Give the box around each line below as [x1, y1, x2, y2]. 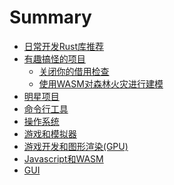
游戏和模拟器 [23, 127, 77, 140]
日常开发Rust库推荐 [23, 40, 105, 52]
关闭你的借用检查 [38, 65, 110, 77]
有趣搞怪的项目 [23, 52, 86, 65]
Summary [9, 6, 92, 29]
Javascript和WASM [23, 152, 104, 165]
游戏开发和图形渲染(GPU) [23, 140, 129, 152]
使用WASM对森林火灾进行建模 [38, 77, 164, 90]
